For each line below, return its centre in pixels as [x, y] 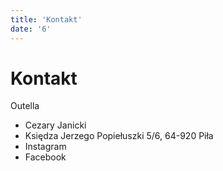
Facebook [45, 157]
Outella [25, 106]
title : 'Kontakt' [46, 19]
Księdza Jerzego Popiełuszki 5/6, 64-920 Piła [119, 136]
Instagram [45, 147]
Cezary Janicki [55, 125]
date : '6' [31, 29]
